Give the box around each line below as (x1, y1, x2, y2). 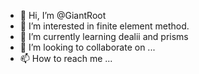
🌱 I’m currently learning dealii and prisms (19, 31, 189, 42)
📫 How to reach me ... (19, 53, 113, 64)
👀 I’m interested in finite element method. (19, 20, 190, 32)
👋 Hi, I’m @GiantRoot (19, 10, 107, 21)
